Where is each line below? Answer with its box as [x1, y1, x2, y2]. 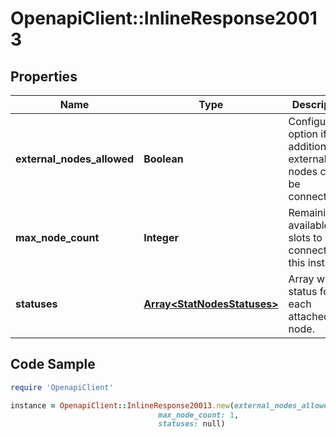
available [288, 218, 330, 232]
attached [288, 310, 330, 323]
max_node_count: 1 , [158, 410, 240, 420]
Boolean [143, 152, 184, 166]
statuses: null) [158, 419, 226, 429]
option [288, 127, 319, 141]
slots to [288, 231, 323, 244]
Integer [143, 231, 179, 244]
